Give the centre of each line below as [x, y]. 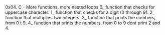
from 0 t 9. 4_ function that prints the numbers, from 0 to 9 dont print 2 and [83, 23]
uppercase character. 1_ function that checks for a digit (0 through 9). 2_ [80, 12]
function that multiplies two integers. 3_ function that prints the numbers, [80, 17]
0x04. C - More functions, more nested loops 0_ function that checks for [80, 7]
